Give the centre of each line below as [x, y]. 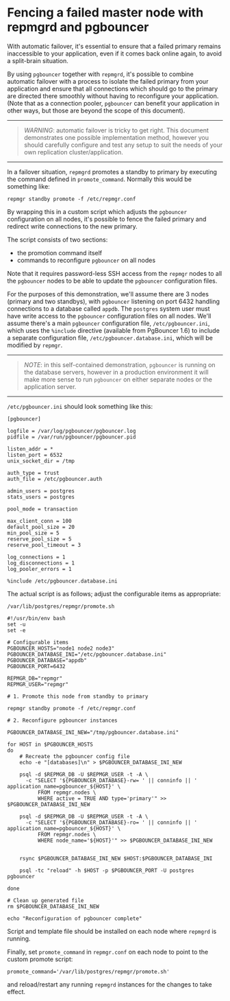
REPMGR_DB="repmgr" [35, 678]
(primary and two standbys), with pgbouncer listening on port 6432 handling [114, 301]
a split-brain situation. [38, 60]
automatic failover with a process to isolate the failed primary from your [108, 81]
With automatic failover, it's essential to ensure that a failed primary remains [114, 46]
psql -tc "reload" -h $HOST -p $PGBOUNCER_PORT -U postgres [107, 870]
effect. [16, 991]
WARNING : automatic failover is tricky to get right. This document [116, 130]
